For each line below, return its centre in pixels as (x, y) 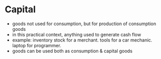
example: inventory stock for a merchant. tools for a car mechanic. (82, 40)
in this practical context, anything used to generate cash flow (77, 34)
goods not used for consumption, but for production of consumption (84, 24)
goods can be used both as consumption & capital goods (72, 51)
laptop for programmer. (37, 45)
